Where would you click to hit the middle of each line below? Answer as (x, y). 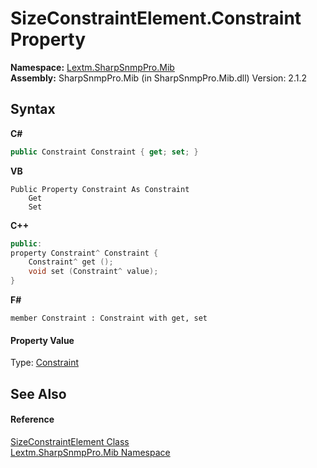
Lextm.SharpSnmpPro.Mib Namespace (90, 452)
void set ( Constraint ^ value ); (93, 272)
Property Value (42, 340)
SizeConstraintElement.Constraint (156, 18)
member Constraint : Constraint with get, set (109, 318)
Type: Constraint (44, 363)
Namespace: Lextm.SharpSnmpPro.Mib (92, 67)
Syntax (33, 109)
